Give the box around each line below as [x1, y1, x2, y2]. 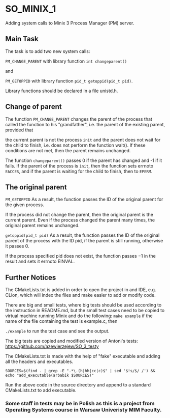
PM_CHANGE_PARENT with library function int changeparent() [5, 58, 127, 64]
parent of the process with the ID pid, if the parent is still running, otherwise [5, 238, 163, 244]
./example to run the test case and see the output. [5, 328, 110, 334]
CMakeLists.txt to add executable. [5, 387, 77, 394]
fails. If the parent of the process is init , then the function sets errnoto [5, 162, 154, 169]
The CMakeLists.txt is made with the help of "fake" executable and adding [5, 353, 161, 359]
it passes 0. [5, 243, 29, 249]
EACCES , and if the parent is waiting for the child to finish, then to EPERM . [5, 168, 153, 174]
